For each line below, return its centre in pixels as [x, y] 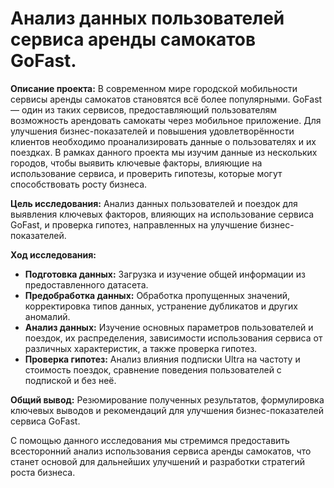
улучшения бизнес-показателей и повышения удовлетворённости [152, 131]
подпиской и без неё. [70, 380]
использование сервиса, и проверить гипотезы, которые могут [146, 173]
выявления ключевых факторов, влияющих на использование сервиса [162, 214]
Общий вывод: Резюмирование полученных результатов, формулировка [167, 399]
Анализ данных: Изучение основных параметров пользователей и [169, 327]
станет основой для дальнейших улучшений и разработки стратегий [158, 461]
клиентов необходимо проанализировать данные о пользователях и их [163, 141]
